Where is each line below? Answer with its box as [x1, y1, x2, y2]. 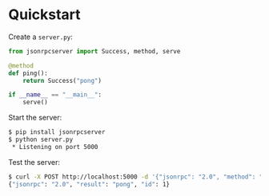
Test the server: [8, 157, 61, 167]
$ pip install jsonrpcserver [8, 128, 106, 136]
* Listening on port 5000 [11, 143, 98, 151]
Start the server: [8, 113, 62, 123]
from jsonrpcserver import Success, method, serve [8, 47, 181, 55]
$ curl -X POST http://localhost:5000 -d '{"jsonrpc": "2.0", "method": [8, 173, 256, 181]
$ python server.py [8, 135, 74, 144]
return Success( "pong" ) [22, 76, 102, 84]
